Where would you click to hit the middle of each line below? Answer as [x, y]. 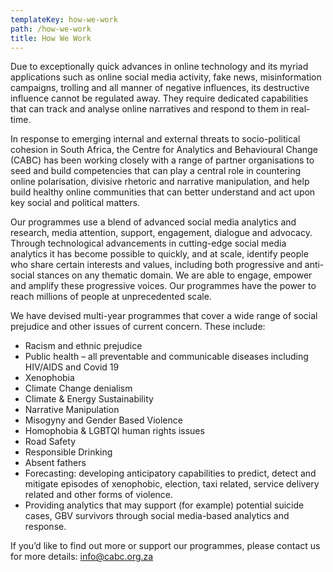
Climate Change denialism [78, 388]
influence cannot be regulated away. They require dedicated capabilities [159, 98]
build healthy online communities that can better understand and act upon [163, 192]
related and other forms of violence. [99, 495]
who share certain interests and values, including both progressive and [156, 265]
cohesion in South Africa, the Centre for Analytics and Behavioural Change [164, 150]
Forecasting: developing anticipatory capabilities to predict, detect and [170, 473]
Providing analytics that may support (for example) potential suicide [164, 505]
